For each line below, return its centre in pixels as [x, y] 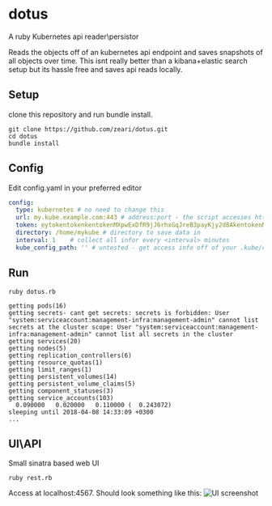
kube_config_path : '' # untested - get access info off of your [126, 248]
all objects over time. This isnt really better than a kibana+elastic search [128, 61]
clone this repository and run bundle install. [81, 114]
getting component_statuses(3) [61, 391]
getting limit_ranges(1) [50, 369]
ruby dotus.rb [32, 291]
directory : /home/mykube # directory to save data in [108, 233]
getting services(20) [45, 341]
